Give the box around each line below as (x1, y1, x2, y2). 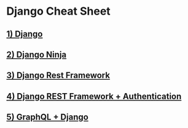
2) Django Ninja (6, 49, 67, 59)
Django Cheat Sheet (6, 4, 111, 18)
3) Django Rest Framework (6, 70, 111, 81)
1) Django (6, 29, 43, 39)
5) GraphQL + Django (6, 112, 89, 122)
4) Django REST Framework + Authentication (6, 91, 182, 102)
